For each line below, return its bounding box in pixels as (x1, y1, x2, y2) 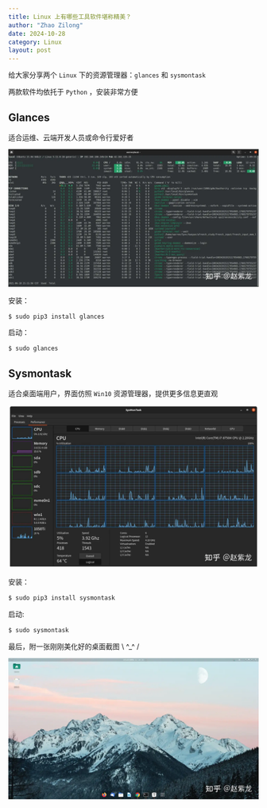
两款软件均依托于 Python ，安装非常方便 (8, 87, 138, 97)
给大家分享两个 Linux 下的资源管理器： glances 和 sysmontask (8, 70, 207, 80)
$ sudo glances (8, 344, 59, 353)
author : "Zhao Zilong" (8, 21, 83, 29)
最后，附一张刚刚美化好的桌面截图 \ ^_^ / (8, 642, 140, 651)
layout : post (8, 46, 52, 55)
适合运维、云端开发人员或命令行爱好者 (8, 132, 133, 142)
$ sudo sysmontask (8, 627, 69, 635)
